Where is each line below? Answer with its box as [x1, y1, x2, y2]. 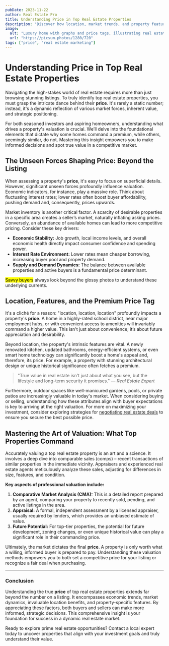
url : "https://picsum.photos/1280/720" [10, 36, 94, 41]
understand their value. [5, 636, 54, 642]
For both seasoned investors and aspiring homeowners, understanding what [5, 121, 163, 127]
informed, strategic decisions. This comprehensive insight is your [5, 610, 141, 616]
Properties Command [5, 437, 74, 445]
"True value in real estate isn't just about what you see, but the [17, 373, 147, 379]
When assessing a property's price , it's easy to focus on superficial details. [5, 178, 162, 184]
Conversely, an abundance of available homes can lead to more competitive [5, 220, 162, 226]
